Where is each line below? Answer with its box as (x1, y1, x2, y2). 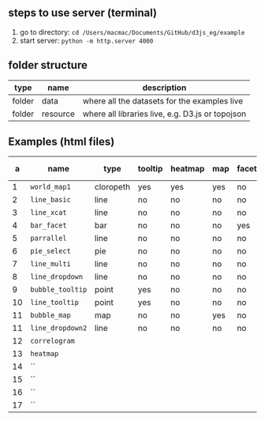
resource (42, 108, 75, 119)
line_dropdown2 (30, 324, 88, 333)
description (142, 82, 187, 93)
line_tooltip (30, 298, 79, 307)
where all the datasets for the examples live (82, 95, 244, 106)
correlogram (30, 336, 75, 346)
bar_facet (30, 221, 67, 230)
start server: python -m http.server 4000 (19, 36, 154, 45)
